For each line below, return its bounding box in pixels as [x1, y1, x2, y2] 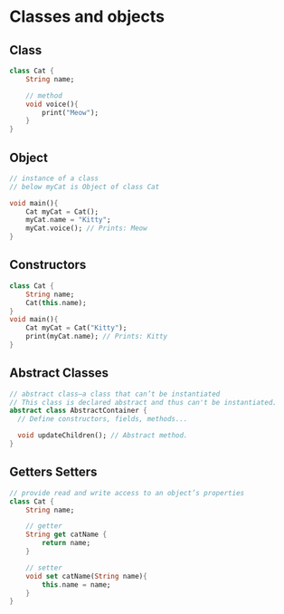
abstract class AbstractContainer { [9, 406, 147, 416]
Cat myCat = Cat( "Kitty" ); [25, 323, 128, 332]
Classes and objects [9, 6, 166, 27]
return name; [42, 539, 91, 548]
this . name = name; [42, 580, 111, 590]
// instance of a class [9, 174, 99, 183]
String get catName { [25, 530, 107, 540]
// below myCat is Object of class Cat [9, 182, 160, 191]
